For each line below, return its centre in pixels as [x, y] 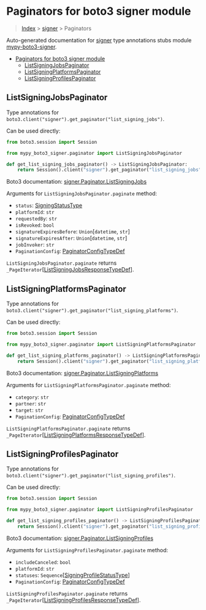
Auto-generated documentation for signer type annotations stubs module [99, 40]
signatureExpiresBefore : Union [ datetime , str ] [73, 232]
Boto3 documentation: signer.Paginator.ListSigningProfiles [80, 538]
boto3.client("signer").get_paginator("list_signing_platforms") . [92, 310]
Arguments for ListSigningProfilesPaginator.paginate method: [87, 550]
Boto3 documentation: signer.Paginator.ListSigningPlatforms [82, 373]
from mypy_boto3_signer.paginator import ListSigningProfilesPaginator [100, 510]
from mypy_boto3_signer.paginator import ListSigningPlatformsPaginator [101, 344]
